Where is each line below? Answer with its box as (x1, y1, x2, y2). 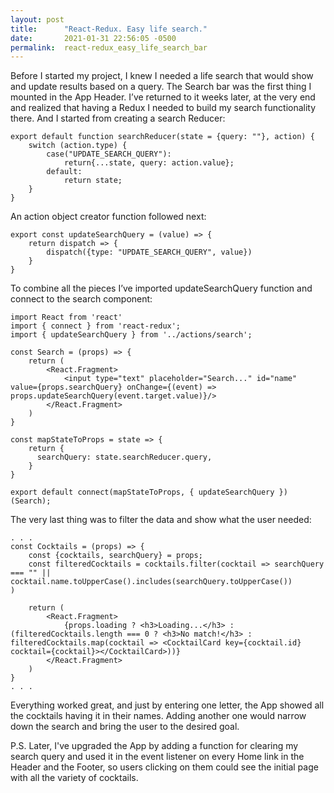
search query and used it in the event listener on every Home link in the (10, 751, 305, 763)
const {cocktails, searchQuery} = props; (28, 551, 203, 561)
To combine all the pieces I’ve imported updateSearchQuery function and (10, 282, 313, 295)
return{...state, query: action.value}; (63, 158, 235, 168)
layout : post (10, 14, 65, 25)
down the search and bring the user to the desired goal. (10, 721, 240, 733)
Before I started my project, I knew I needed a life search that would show (10, 70, 314, 82)
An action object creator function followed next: (10, 211, 207, 223)
